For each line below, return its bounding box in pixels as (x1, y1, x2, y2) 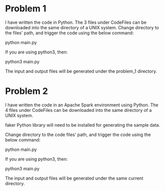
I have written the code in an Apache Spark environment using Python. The (5, 102, 159, 108)
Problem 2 (5, 86, 48, 97)
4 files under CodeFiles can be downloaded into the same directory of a (5, 107, 152, 113)
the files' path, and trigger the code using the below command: (5, 30, 134, 36)
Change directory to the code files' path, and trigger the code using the (5, 132, 151, 138)
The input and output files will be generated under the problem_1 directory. (5, 68, 157, 74)
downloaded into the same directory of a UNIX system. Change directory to (5, 24, 160, 30)
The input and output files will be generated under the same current (5, 175, 144, 181)
